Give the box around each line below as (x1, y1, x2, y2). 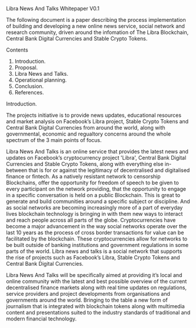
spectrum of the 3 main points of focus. (6, 137, 102, 143)
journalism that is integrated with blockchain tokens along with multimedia (6, 303, 185, 310)
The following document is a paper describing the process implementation (6, 16, 186, 23)
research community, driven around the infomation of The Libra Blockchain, (6, 29, 189, 36)
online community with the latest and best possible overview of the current (6, 278, 187, 285)
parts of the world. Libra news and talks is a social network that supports (6, 248, 183, 255)
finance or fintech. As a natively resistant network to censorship (6, 173, 161, 180)
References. (14, 89, 44, 96)
